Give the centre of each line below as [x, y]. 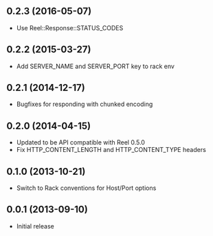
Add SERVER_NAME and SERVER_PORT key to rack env [95, 66]
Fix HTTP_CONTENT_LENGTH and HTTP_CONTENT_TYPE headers [111, 150]
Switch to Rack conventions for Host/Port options [86, 188]
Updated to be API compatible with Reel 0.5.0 [81, 142]
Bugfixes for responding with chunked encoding [85, 104]
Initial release [35, 226]
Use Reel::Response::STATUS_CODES [70, 28]
